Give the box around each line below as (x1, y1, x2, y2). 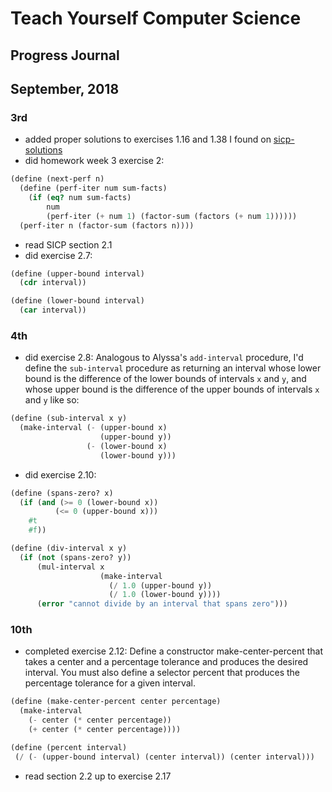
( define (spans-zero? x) (10, 488, 114, 498)
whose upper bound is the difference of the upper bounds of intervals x (24, 383, 320, 396)
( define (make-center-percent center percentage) (10, 697, 222, 707)
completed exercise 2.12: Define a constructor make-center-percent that (24, 645, 324, 657)
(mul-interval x (36, 562, 105, 572)
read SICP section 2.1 (24, 238, 113, 251)
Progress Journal (10, 47, 120, 64)
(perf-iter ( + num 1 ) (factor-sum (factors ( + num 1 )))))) (46, 211, 298, 221)
